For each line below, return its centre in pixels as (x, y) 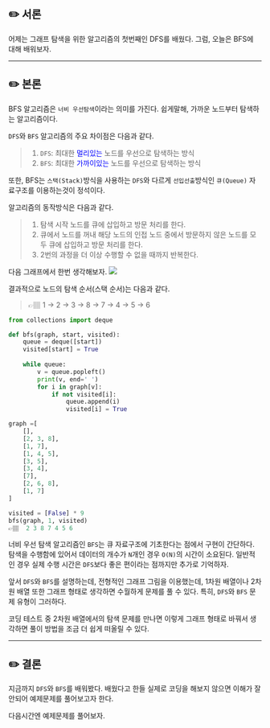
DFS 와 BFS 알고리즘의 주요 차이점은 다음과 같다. (81, 136)
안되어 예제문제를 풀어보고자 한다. (61, 699)
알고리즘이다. (37, 118)
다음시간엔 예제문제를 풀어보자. (57, 716)
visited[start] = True (61, 350)
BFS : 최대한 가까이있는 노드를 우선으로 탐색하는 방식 (121, 162)
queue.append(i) (93, 402)
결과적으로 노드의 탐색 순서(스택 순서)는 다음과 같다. (89, 289)
